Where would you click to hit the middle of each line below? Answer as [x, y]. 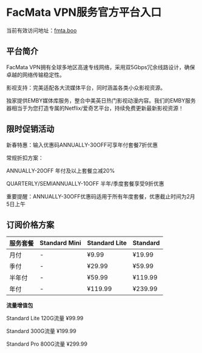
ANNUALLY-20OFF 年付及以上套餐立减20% [61, 170]
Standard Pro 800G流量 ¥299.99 [47, 344]
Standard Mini [61, 243]
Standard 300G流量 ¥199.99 [42, 331]
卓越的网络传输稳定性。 [35, 75]
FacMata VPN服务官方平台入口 [84, 12]
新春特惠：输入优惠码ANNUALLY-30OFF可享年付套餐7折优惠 [82, 145]
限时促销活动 [30, 129]
